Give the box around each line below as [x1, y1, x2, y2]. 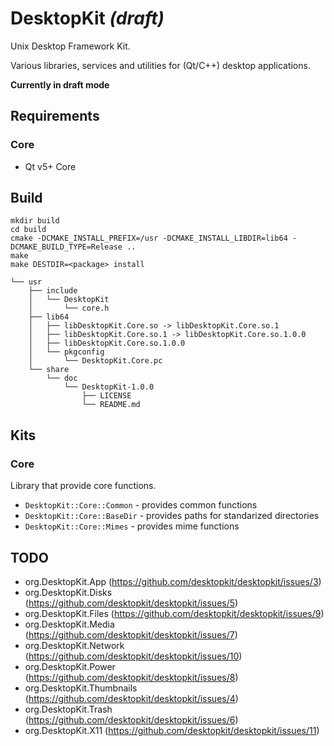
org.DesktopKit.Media [24, 618, 115, 630]
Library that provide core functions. [10, 480, 157, 492]
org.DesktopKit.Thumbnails [24, 682, 138, 694]
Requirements [10, 108, 100, 125]
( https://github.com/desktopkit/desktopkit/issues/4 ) [24, 692, 239, 704]
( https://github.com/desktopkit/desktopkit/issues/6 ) [24, 713, 239, 726]
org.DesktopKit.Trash [24, 703, 113, 715]
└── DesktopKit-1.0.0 [63, 382, 155, 392]
